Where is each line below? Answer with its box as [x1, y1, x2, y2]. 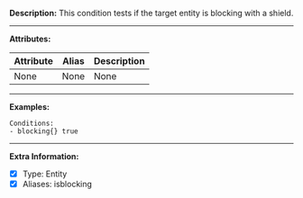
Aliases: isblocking [22, 179, 93, 190]
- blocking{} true [9, 127, 78, 136]
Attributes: [9, 33, 51, 44]
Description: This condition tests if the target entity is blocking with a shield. [9, 8, 294, 18]
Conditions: [9, 119, 54, 128]
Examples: [9, 102, 50, 112]
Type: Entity [22, 168, 68, 179]
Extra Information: [9, 151, 79, 161]
